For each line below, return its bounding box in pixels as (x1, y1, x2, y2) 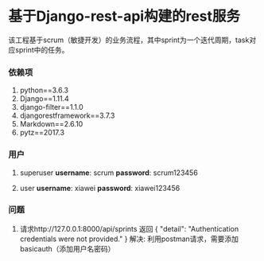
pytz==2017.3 (19, 128, 65, 138)
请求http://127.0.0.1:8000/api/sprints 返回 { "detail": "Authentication (19, 224, 239, 233)
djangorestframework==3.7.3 (19, 111, 115, 120)
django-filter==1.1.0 (19, 103, 83, 112)
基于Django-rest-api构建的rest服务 (8, 7, 241, 25)
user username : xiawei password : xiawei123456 (19, 183, 181, 193)
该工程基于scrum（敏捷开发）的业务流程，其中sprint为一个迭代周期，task (8, 35, 250, 45)
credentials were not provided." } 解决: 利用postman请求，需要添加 (19, 234, 239, 243)
